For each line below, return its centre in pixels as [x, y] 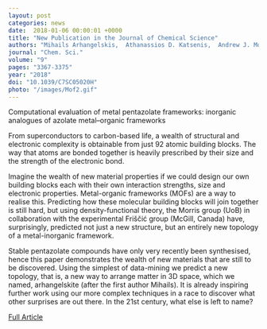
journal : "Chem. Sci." [46, 52]
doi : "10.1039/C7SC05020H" [53, 82]
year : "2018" [30, 75]
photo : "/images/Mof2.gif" [53, 89]
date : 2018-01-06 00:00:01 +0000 [66, 30]
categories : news [37, 23]
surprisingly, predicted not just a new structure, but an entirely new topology [133, 227]
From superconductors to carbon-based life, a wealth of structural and [124, 136]
